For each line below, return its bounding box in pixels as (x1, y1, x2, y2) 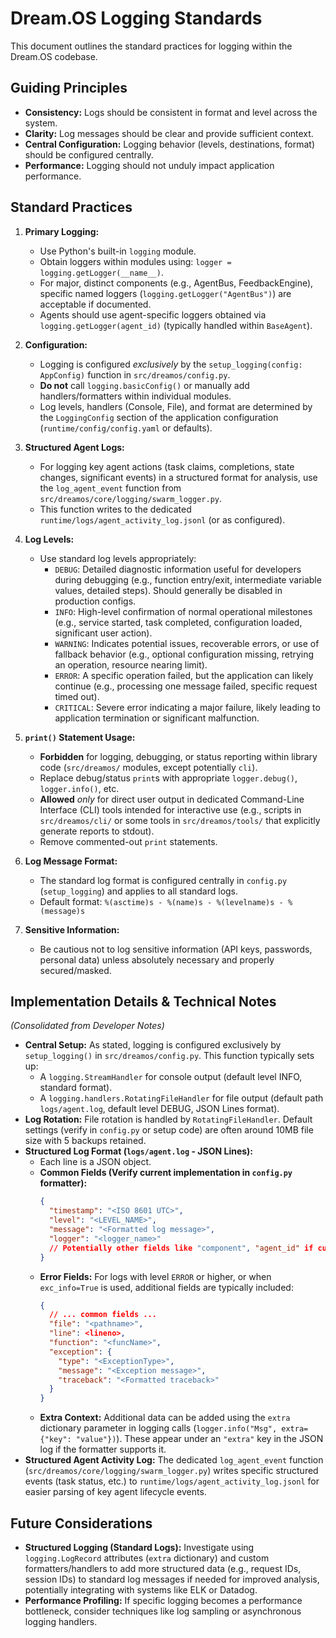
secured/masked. (39, 964, 112, 976)
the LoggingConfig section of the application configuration (39, 411, 279, 423)
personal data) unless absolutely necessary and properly (39, 953, 275, 966)
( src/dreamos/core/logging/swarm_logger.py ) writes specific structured (24, 1465, 319, 1477)
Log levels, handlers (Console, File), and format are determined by (39, 400, 313, 412)
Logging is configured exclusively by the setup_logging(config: (39, 358, 303, 370)
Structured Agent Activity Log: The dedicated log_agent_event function (24, 1454, 324, 1466)
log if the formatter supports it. (39, 1443, 167, 1456)
